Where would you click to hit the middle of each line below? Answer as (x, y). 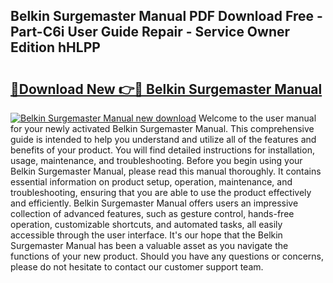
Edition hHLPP (55, 47)
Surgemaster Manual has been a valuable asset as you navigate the (149, 245)
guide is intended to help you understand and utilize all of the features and (163, 139)
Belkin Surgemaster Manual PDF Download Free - (166, 16)
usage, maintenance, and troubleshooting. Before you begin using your (156, 160)
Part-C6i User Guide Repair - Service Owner (150, 32)
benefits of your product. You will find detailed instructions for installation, (162, 150)
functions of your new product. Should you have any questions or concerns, (167, 256)
